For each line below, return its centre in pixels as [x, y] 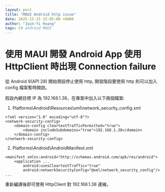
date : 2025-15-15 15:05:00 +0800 [40, 19]
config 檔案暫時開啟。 [27, 88]
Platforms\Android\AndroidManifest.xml [53, 148]
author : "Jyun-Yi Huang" [31, 24]
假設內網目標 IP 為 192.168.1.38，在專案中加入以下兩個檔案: [65, 98]
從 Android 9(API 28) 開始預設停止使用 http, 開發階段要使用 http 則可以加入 [81, 81]
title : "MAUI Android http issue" [41, 14]
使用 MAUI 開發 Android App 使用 [73, 54]
